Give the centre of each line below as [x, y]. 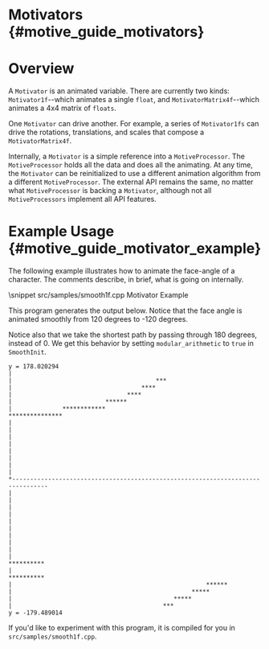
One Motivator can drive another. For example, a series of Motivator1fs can [134, 124]
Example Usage [61, 232]
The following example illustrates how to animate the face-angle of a [122, 271]
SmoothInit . [27, 352]
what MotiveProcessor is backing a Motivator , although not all [110, 191]
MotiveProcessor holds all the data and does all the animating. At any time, [130, 165]
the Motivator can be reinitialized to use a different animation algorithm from [134, 174]
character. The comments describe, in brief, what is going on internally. [126, 280]
